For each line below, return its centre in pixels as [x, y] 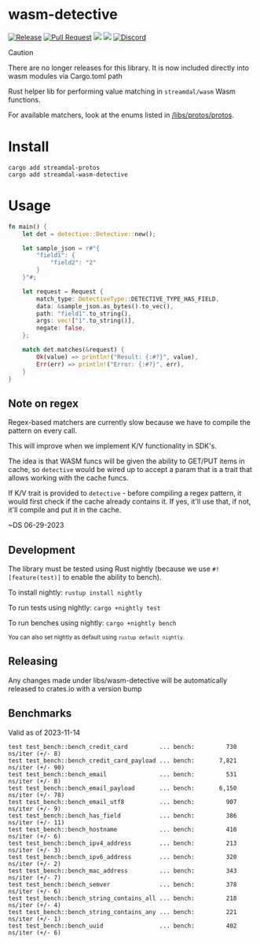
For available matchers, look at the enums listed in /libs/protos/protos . [121, 115]
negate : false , [61, 328]
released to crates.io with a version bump [75, 688]
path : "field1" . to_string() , [84, 313]
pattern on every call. [42, 431]
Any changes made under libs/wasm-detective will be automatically [118, 680]
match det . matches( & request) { [73, 350]
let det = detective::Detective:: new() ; [89, 234]
